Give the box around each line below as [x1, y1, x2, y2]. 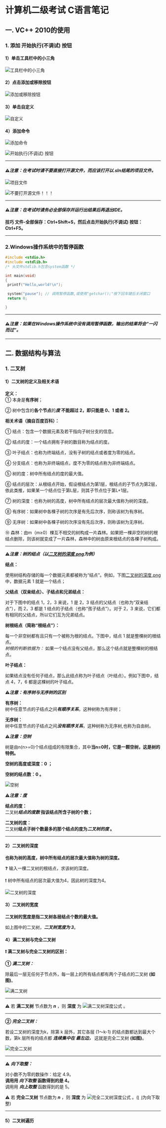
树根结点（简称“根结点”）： [5, 622, 60, 628]
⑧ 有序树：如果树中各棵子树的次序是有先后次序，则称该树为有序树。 [5, 508, 147, 514]
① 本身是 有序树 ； [5, 397, 43, 403]
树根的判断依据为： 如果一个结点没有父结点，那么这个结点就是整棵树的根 [5, 645, 154, 651]
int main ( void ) [5, 273, 37, 278]
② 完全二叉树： [5, 1018, 39, 1024]
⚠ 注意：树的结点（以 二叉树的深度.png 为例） [5, 551, 97, 557]
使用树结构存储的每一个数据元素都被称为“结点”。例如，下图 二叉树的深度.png [5, 572, 161, 578]
